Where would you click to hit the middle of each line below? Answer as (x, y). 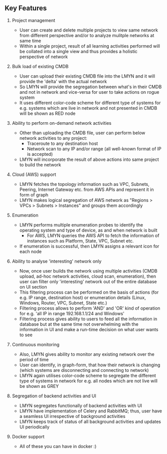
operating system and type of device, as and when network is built (88, 230)
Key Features (26, 8)
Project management (34, 20)
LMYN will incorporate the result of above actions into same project (89, 159)
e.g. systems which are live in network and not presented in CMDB (88, 108)
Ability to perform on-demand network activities (61, 123)
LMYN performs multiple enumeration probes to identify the (81, 224)
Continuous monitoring (36, 344)
